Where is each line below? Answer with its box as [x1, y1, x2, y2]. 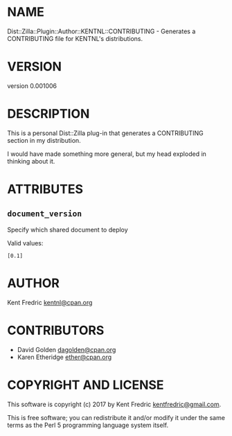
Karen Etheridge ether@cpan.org [17, 353, 112, 361]
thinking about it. [7, 157, 55, 165]
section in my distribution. [7, 136, 81, 144]
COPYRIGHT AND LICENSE [7, 377, 164, 392]
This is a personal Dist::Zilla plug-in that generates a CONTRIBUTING [7, 129, 204, 137]
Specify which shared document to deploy [7, 225, 128, 234]
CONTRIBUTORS [7, 322, 105, 338]
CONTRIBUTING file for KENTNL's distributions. [7, 34, 143, 42]
